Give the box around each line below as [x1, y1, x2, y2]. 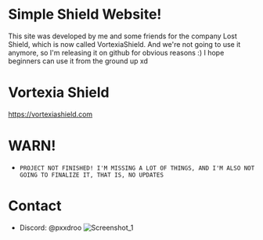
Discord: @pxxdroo [19, 223, 82, 232]
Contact [8, 197, 62, 214]
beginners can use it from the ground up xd [8, 56, 149, 66]
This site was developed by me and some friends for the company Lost [8, 31, 237, 41]
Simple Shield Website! [8, 5, 162, 23]
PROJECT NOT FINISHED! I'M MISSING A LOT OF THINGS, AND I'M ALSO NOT [19, 164, 255, 172]
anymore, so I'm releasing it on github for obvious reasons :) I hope [8, 48, 225, 57]
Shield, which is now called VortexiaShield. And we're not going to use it [8, 39, 241, 48]
